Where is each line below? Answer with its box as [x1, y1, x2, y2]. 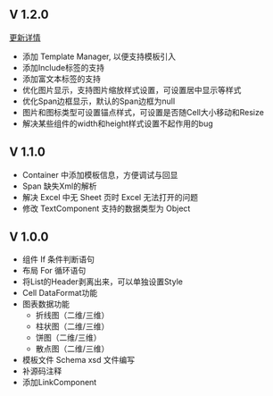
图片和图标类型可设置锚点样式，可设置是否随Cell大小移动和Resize [21, 106, 265, 117]
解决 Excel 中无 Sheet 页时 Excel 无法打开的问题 [21, 191, 199, 202]
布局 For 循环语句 [21, 265, 87, 276]
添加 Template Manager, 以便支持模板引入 [21, 51, 177, 62]
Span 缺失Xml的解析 [21, 181, 97, 191]
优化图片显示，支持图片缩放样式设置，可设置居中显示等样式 [21, 84, 242, 95]
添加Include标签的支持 [21, 62, 105, 72]
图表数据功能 [21, 299, 70, 309]
